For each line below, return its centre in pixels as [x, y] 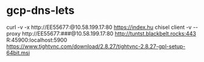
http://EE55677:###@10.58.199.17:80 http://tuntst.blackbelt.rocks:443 [109, 33]
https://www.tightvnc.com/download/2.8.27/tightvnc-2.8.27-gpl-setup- [96, 46]
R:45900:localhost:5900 [37, 40]
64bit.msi [18, 52]
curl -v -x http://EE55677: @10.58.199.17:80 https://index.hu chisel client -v [99, 27]
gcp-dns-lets [40, 11]
